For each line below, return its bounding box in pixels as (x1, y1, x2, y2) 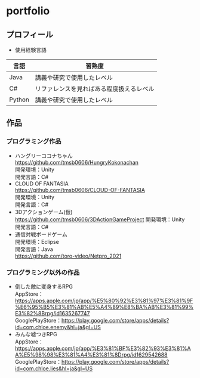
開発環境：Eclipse (14, 238, 60, 245)
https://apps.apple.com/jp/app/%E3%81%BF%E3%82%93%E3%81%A (14, 345, 191, 352)
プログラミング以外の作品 (6, 268, 80, 277)
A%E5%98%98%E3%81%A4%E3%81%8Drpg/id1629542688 (14, 351, 168, 358)
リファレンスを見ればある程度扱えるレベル (35, 85, 155, 93)
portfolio (6, 4, 50, 18)
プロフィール (6, 29, 54, 39)
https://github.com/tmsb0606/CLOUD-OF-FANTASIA (14, 186, 145, 193)
